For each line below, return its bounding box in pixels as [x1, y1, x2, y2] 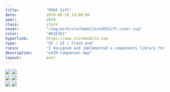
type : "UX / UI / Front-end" [5, 41, 95, 46]
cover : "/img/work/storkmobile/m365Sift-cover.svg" [5, 27, 143, 32]
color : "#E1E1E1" [5, 31, 67, 36]
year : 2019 [5, 17, 56, 22]
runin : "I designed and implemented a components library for [5, 45, 165, 51]
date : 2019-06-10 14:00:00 [5, 12, 90, 17]
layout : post [5, 55, 56, 60]
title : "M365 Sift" [5, 7, 72, 13]
